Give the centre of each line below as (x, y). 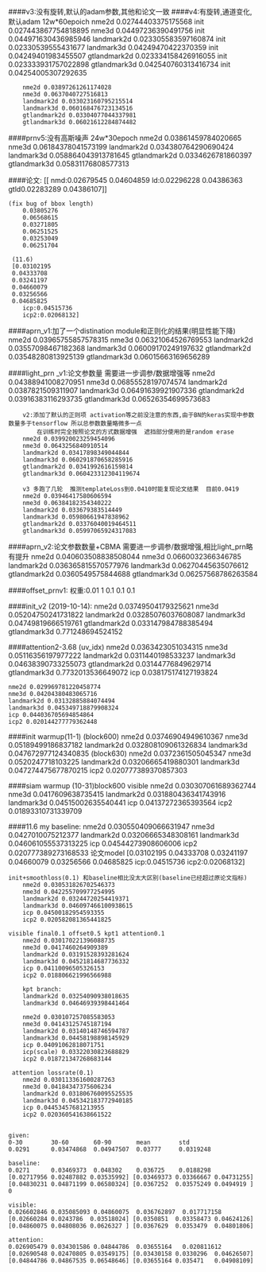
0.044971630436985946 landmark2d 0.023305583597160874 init (117, 39)
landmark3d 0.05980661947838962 (76, 517)
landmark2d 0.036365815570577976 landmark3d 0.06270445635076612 (129, 566)
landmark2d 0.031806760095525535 (78, 1094)
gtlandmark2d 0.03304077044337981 (79, 115)
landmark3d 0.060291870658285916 (78, 460)
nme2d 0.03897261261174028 (67, 88)
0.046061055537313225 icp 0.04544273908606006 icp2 (103, 843)
